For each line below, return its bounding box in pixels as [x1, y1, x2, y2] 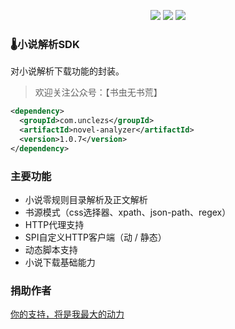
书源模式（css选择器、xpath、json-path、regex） [24, 206, 232, 218]
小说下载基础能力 [24, 256, 96, 268]
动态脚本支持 [24, 243, 78, 255]
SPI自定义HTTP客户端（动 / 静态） [24, 231, 167, 243]
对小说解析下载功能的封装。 [10, 65, 125, 77]
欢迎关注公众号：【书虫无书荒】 [34, 86, 163, 99]
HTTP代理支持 [24, 218, 85, 230]
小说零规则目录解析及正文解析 [24, 193, 148, 205]
